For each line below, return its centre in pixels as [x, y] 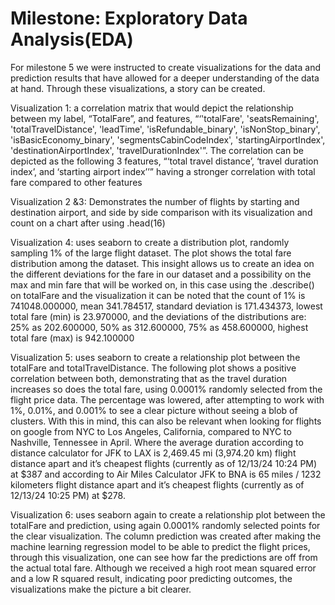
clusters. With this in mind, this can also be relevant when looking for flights [166, 421]
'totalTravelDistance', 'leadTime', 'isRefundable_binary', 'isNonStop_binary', [165, 129]
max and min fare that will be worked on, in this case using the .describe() [162, 284]
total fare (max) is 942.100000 [72, 338]
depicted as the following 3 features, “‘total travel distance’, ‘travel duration [164, 161]
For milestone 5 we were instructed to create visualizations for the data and [166, 67]
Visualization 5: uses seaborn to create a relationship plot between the [155, 357]
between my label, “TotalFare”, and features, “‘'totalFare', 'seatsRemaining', [165, 118]
